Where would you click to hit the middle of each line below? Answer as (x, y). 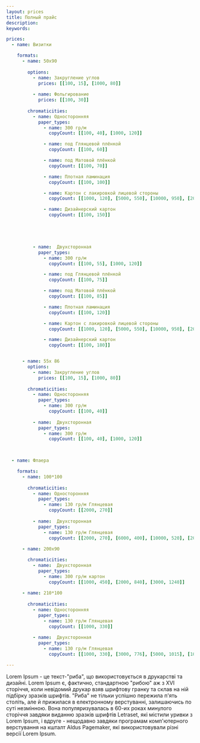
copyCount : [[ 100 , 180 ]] (79, 345)
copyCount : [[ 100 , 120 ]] (79, 312)
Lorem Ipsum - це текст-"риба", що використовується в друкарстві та (94, 676)
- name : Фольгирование (61, 94)
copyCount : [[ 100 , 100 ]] (79, 182)
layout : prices (25, 12)
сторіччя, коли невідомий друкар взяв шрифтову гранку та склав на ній (97, 689)
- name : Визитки (32, 45)
